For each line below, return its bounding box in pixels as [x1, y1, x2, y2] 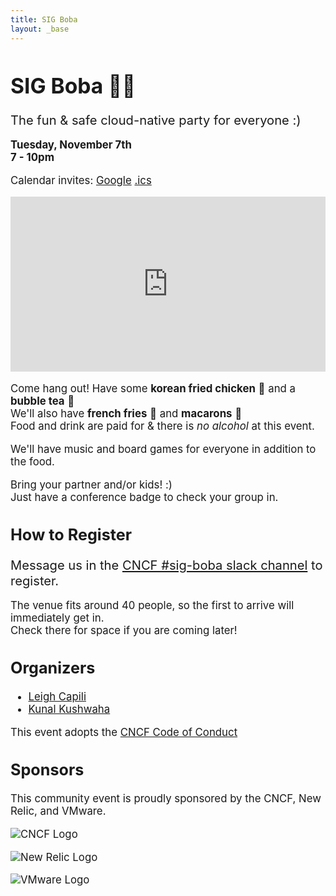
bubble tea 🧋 [10, 394, 75, 408]
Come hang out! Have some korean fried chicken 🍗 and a [10, 382, 297, 396]
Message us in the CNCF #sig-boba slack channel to [10, 556, 323, 573]
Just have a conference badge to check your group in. [10, 490, 279, 504]
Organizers [10, 658, 96, 678]
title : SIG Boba [10, 14, 78, 25]
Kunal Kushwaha [28, 702, 111, 716]
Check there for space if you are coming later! [10, 623, 238, 637]
